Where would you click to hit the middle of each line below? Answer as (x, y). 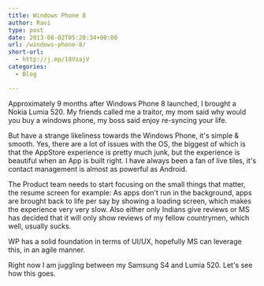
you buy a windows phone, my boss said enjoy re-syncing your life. (117, 120)
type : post (26, 30)
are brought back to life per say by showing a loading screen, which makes (130, 201)
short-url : (26, 52)
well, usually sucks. (40, 226)
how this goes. (32, 273)
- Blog (26, 74)
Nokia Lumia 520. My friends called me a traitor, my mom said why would (127, 112)
